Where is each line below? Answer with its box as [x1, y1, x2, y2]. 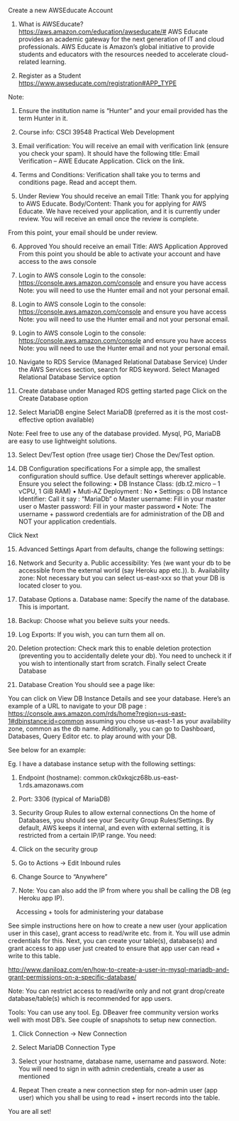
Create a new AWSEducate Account [8, 6, 113, 14]
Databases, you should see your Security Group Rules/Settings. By [18, 816, 214, 824]
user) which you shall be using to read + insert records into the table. [18, 1093, 221, 1102]
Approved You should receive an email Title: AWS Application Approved [18, 242, 228, 250]
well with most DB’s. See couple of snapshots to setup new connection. [8, 1016, 217, 1024]
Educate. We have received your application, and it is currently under [18, 207, 221, 216]
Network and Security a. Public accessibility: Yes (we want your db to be [18, 558, 231, 567]
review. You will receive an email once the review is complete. [18, 215, 199, 223]
